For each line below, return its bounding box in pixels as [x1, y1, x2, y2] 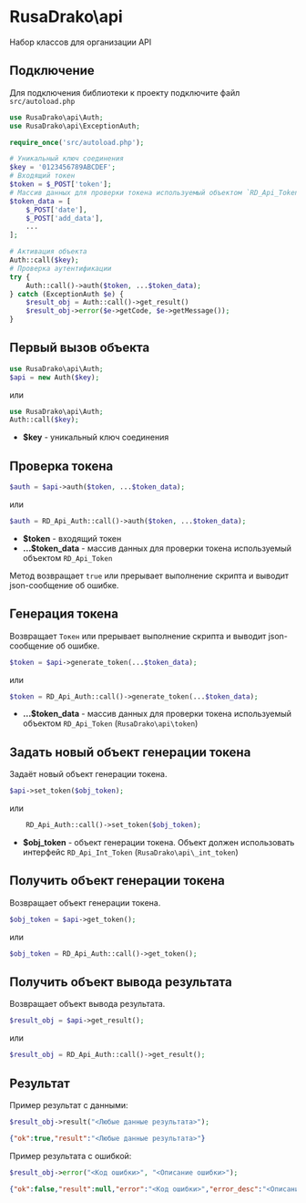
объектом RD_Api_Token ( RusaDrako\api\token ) [22, 718, 199, 729]
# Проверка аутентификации [9, 264, 112, 273]
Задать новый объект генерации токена [9, 744, 251, 760]
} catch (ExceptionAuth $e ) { [9, 289, 125, 298]
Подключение [9, 63, 96, 78]
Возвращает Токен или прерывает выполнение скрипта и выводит [9, 630, 267, 641]
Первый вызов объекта [9, 340, 150, 356]
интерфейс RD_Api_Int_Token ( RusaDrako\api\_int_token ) [22, 846, 239, 857]
